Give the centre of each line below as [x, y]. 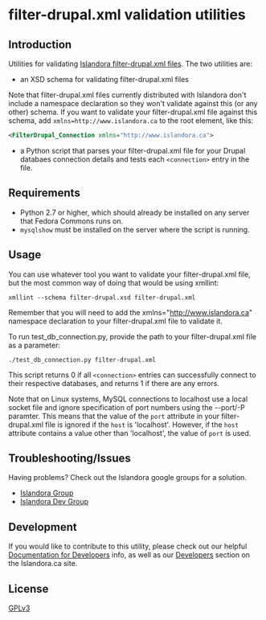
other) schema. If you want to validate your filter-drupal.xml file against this [133, 112]
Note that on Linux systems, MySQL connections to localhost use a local [128, 399]
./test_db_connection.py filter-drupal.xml [82, 359]
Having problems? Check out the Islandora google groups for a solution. [128, 478]
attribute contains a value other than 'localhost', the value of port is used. [130, 433]
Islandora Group [47, 493]
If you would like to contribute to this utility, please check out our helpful [128, 546]
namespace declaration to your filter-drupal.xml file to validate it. [116, 321]
